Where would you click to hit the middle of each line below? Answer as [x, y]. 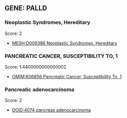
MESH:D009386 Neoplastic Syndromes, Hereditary [64, 43]
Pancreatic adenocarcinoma [40, 89]
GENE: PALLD [26, 8]
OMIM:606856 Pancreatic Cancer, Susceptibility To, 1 [67, 76]
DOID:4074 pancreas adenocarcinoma [51, 110]
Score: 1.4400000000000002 [36, 66]
